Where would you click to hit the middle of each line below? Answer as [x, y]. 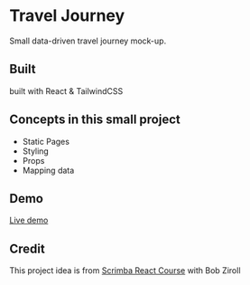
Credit [27, 248]
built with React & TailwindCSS [66, 90]
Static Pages [46, 141]
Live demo [29, 220]
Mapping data [48, 170]
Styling [36, 151]
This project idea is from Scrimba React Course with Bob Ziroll [125, 271]
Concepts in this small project [95, 120]
